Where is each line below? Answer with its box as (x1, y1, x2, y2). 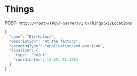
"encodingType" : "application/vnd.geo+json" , (9, 43, 105, 48)
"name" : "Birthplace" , (9, 34, 56, 39)
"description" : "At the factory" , (9, 39, 80, 44)
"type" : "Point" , (13, 53, 50, 58)
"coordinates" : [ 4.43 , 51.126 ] (13, 57, 78, 63)
